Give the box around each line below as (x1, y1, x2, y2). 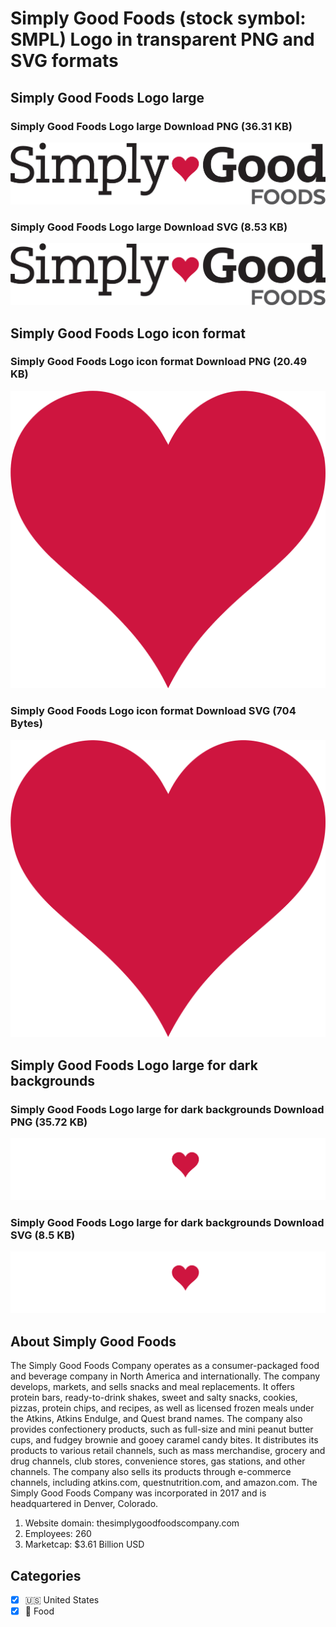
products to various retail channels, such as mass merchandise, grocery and (10, 1445, 326, 1457)
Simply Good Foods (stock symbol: (10, 7, 307, 30)
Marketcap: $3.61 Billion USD (24, 1538, 145, 1551)
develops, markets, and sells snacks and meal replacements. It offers (10, 1381, 295, 1393)
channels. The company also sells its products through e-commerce (10, 1466, 292, 1478)
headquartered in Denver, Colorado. (10, 1498, 159, 1510)
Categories (10, 1567, 82, 1584)
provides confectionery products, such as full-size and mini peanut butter (10, 1423, 314, 1436)
